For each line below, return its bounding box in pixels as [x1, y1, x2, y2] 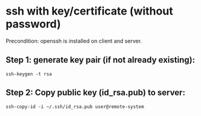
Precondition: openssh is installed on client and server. [5, 37, 142, 44]
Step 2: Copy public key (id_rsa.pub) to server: [5, 87, 186, 98]
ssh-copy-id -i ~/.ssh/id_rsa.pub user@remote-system [5, 103, 145, 110]
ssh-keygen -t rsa [5, 71, 52, 77]
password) [5, 17, 61, 31]
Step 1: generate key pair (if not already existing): [5, 55, 195, 65]
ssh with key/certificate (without [5, 4, 173, 18]
